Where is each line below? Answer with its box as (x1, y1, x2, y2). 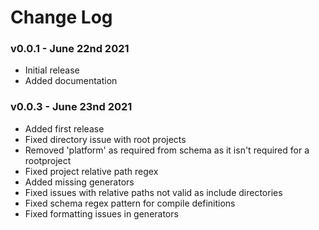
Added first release (24, 122, 105, 135)
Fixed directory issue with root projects (24, 133, 187, 145)
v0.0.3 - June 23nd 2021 (10, 100, 133, 114)
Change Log (10, 6, 113, 29)
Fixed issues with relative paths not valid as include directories (24, 186, 283, 198)
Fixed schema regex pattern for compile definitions (24, 197, 236, 209)
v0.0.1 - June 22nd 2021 (10, 42, 130, 56)
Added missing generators (24, 176, 135, 188)
